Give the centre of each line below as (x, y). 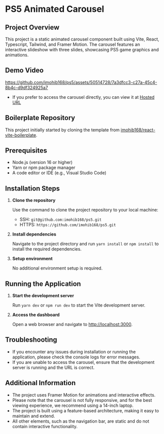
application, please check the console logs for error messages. (76, 357)
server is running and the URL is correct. (53, 367)
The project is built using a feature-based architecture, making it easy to (85, 410)
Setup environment (32, 259)
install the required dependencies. (47, 249)
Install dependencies (34, 234)
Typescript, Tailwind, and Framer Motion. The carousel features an (73, 44)
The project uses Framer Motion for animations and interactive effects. (84, 395)
